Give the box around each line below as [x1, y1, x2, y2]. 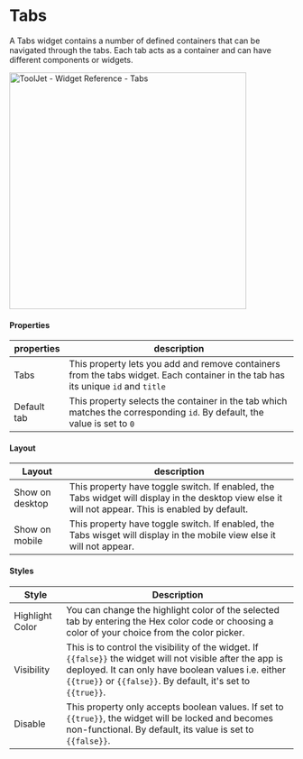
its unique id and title [69, 380, 167, 393]
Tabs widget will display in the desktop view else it [69, 492, 282, 505]
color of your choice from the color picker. [66, 626, 245, 638]
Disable [14, 718, 46, 730]
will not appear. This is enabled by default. [69, 503, 249, 516]
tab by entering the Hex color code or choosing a [66, 615, 274, 627]
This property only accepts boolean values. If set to [66, 700, 284, 713]
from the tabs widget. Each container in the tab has [69, 369, 286, 381]
